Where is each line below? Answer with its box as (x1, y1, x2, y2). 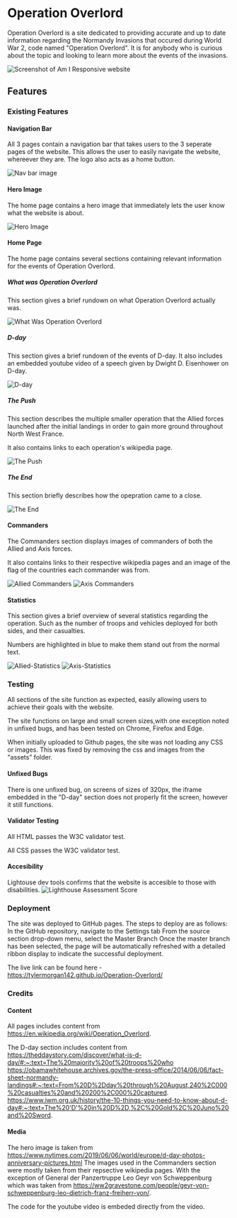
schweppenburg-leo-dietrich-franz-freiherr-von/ (7, 1188, 150, 1197)
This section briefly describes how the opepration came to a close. (7, 491, 202, 500)
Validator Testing (7, 816, 59, 825)
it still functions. (7, 800, 54, 808)
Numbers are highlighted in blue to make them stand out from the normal (7, 640, 220, 649)
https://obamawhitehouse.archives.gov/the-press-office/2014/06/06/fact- (7, 1066, 224, 1075)
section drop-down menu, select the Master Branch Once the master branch (7, 935, 231, 943)
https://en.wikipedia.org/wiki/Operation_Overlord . (7, 1029, 151, 1038)
